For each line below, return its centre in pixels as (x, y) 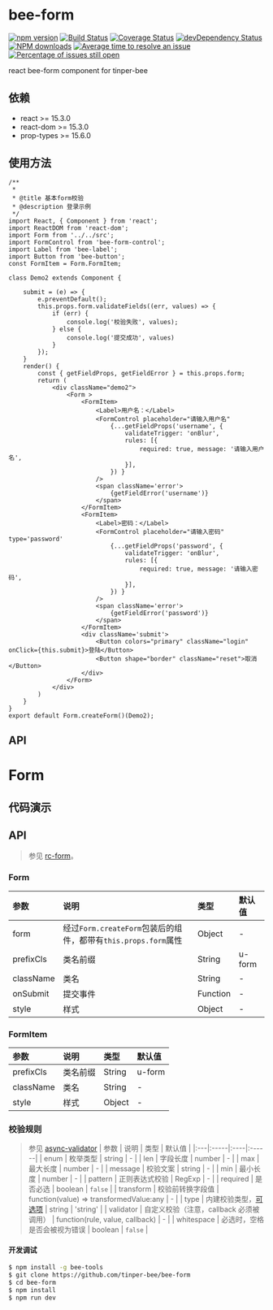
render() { (41, 366)
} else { (67, 329)
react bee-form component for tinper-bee (78, 70)
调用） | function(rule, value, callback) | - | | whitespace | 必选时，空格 (146, 1220)
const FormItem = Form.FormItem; (65, 263)
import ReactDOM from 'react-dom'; (69, 228)
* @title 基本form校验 (48, 198)
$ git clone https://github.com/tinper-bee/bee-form (100, 1275)
